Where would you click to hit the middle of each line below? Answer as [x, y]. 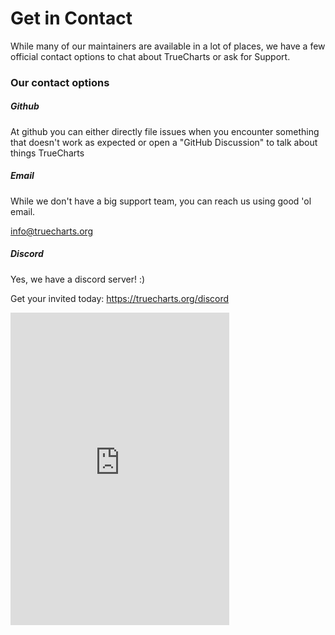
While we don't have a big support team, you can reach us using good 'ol [161, 201]
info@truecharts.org [52, 231]
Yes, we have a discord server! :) [78, 279]
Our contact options [60, 82]
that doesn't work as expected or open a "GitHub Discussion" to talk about [164, 142]
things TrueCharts [47, 153]
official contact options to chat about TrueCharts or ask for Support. [150, 56]
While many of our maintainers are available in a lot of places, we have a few [168, 46]
